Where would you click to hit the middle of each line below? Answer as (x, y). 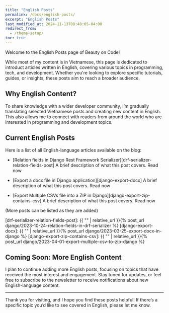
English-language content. (33, 285)
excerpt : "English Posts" (32, 19)
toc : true (16, 38)
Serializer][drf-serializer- (126, 160)
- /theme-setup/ (27, 33)
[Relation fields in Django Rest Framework (56, 160)
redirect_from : (21, 29)
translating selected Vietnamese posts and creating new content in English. (83, 111)
